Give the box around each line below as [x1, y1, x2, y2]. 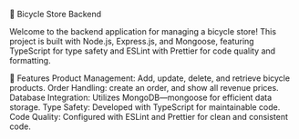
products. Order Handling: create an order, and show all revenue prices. [9, 83, 280, 93]
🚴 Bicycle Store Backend [9, 9, 102, 19]
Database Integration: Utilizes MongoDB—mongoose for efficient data [9, 92, 273, 103]
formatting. [9, 55, 52, 65]
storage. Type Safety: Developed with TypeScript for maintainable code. [9, 102, 281, 113]
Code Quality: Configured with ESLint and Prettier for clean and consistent [9, 112, 289, 122]
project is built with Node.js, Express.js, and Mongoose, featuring [9, 36, 254, 46]
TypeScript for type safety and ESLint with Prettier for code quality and [9, 45, 276, 56]
